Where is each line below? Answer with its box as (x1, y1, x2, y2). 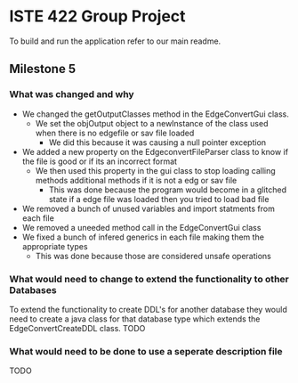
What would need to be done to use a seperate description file (9, 345, 283, 357)
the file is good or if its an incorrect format (21, 156, 178, 167)
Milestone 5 (9, 61, 77, 77)
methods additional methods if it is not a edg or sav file (35, 175, 238, 185)
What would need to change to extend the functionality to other (9, 273, 289, 285)
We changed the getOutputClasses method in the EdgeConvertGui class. (21, 109, 289, 119)
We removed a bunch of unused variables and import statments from (21, 203, 276, 214)
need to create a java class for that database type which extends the (9, 314, 261, 324)
